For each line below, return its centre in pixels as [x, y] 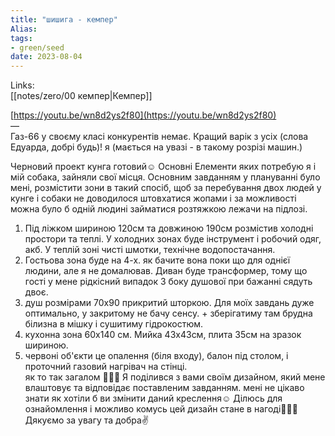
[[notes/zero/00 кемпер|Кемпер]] [81, 96]
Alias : [24, 29]
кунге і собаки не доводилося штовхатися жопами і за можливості [153, 198]
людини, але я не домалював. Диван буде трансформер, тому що [166, 271]
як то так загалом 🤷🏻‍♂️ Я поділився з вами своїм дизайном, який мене [175, 377]
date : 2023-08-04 [46, 57]
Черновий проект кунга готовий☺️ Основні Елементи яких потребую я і [163, 167]
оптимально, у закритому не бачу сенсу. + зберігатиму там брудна [168, 313]
